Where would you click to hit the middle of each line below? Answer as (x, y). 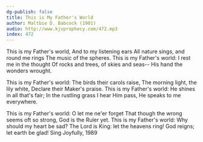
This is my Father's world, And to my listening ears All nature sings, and (95, 51)
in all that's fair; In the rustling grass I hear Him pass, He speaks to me (94, 95)
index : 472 (20, 34)
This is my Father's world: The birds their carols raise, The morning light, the (101, 83)
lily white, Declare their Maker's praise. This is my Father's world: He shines (101, 89)
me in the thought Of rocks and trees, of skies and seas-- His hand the (95, 65)
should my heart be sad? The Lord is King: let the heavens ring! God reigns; (101, 126)
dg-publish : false (29, 12)
